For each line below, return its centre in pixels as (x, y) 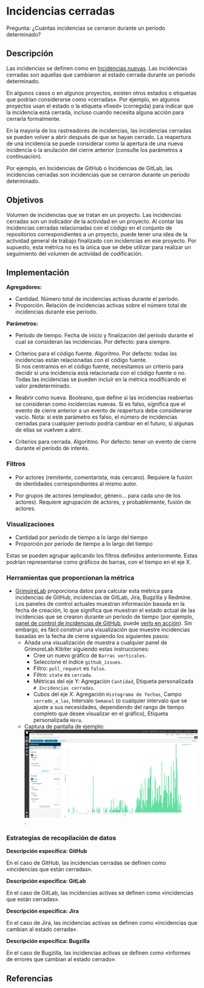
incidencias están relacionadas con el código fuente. (81, 360)
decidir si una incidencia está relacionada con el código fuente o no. (100, 373)
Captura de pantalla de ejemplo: (64, 727)
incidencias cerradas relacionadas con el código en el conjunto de (89, 228)
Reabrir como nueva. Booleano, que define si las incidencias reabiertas (104, 398)
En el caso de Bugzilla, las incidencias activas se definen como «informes (99, 953)
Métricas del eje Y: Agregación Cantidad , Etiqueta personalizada (113, 681)
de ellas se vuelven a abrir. (49, 430)
